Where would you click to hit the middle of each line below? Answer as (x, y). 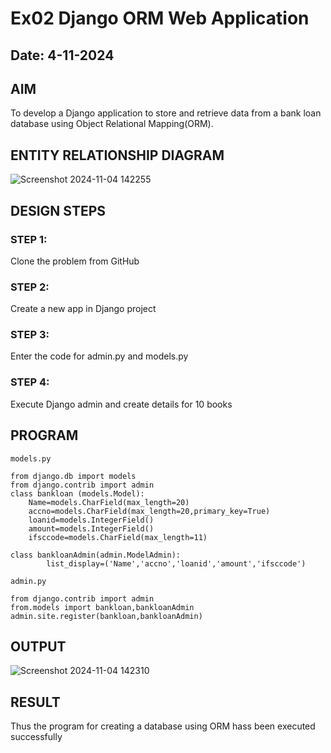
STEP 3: (30, 335)
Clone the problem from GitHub (75, 261)
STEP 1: (29, 239)
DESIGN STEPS (58, 210)
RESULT (35, 702)
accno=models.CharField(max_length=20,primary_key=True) (149, 511)
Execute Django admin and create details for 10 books (121, 404)
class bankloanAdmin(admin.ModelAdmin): (96, 555)
